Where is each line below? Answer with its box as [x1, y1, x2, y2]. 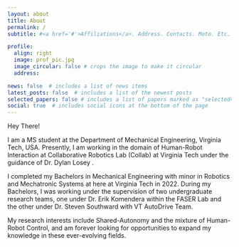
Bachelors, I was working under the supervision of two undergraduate [7, 187, 213, 196]
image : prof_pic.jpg [14, 56, 75, 64]
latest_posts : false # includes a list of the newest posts [7, 89, 193, 96]
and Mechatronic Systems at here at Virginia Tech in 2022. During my [7, 179, 211, 189]
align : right [14, 50, 53, 57]
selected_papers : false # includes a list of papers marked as [7, 95, 199, 103]
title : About [7, 17, 46, 24]
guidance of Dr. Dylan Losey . [7, 158, 94, 167]
